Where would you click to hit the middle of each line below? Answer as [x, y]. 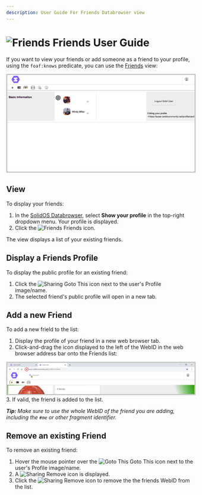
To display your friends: [35, 204]
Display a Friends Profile [52, 258]
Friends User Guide [101, 42]
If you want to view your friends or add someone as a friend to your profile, [98, 59]
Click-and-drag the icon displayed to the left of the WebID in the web [99, 347]
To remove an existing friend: [42, 450]
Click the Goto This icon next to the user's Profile [88, 284]
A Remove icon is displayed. [62, 474]
